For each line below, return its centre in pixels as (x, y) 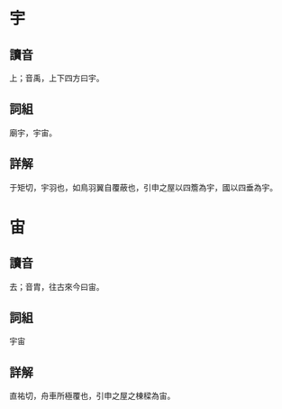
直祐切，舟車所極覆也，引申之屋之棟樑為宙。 (92, 396)
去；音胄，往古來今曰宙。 (57, 286)
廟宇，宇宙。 (33, 133)
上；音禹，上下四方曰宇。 (57, 78)
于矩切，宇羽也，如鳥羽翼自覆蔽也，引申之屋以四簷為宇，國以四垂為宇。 (143, 187)
